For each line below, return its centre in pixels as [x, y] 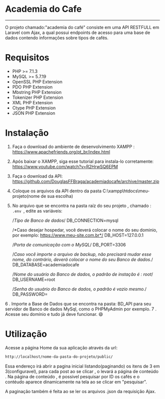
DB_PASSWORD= [30, 294]
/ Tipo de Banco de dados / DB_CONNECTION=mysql [65, 220]
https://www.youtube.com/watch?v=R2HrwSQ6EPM [65, 166]
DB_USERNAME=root [34, 279]
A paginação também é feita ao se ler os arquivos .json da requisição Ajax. [81, 391]
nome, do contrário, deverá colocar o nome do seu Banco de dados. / [82, 259]
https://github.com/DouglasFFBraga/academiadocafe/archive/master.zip [86, 181]
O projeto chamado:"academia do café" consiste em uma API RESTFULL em [82, 27]
